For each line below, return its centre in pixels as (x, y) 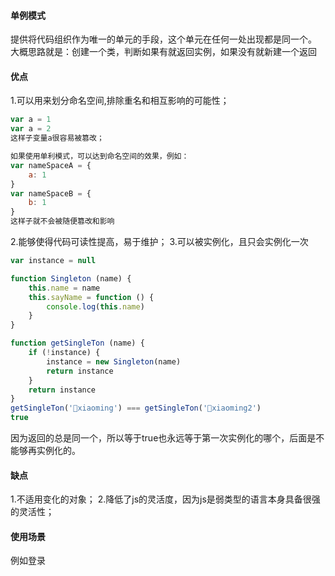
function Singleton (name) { (71, 278)
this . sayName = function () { (91, 297)
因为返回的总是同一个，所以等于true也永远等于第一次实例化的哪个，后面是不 (167, 438)
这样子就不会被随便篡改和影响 (62, 221)
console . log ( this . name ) (95, 306)
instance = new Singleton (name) (114, 361)
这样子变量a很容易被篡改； (57, 138)
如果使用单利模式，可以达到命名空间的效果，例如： (100, 156)
